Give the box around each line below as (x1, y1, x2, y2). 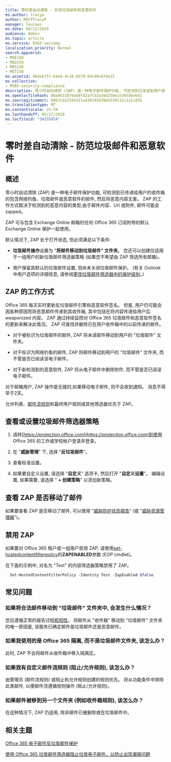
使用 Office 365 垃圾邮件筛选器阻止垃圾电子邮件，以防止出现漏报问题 (5, 751, 151, 757)
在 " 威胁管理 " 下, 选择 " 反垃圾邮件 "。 (12, 449, 90, 455)
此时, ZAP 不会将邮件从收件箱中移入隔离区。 (5, 650, 98, 656)
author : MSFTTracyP (5, 17, 47, 22)
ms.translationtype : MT (5, 103, 56, 108)
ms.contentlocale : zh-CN (5, 107, 58, 112)
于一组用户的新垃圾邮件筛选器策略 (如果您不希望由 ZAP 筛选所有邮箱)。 (12, 254, 163, 260)
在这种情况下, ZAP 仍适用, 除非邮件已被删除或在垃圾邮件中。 (5, 709, 132, 716)
